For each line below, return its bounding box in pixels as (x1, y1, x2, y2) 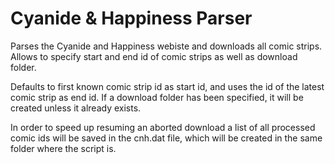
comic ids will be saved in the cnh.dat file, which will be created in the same (10, 132, 323, 144)
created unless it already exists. (10, 102, 142, 114)
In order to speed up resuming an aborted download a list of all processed (10, 121, 316, 133)
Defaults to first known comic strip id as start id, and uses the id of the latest (10, 80, 325, 92)
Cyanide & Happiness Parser (10, 7, 253, 30)
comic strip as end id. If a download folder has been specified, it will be (10, 91, 304, 103)
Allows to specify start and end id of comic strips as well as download (10, 50, 298, 62)
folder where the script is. (10, 142, 117, 154)
